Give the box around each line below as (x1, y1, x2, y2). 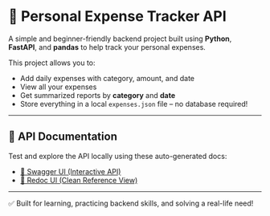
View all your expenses (19, 82, 97, 92)
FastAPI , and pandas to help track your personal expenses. (8, 42, 207, 51)
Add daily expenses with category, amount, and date (19, 73, 195, 83)
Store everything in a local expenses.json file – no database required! (19, 99, 248, 108)
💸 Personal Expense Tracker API (8, 7, 227, 26)
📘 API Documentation (8, 130, 118, 144)
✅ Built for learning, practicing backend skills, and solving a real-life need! (8, 198, 254, 208)
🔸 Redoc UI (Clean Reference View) (19, 175, 138, 185)
